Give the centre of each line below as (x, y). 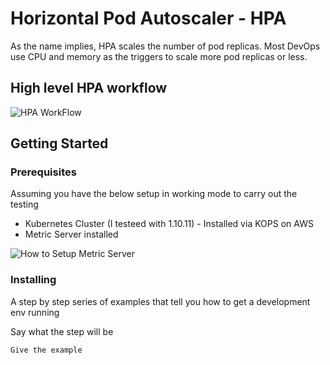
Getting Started (59, 143)
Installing (33, 280)
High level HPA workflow (89, 88)
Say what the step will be (62, 331)
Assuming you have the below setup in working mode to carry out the (154, 194)
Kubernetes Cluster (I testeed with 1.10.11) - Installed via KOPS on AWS (169, 224)
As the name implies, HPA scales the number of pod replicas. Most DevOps (165, 46)
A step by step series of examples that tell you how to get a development (160, 301)
